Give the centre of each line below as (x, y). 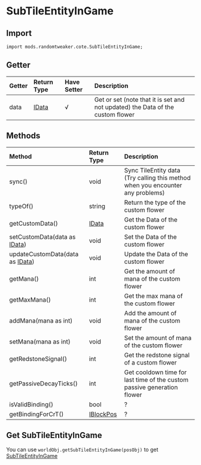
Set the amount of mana (158, 338)
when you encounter (153, 185)
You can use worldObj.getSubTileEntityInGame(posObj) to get (82, 449)
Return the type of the (155, 202)
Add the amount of (150, 313)
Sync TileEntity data (152, 170)
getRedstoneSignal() (38, 358)
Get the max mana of (153, 296)
